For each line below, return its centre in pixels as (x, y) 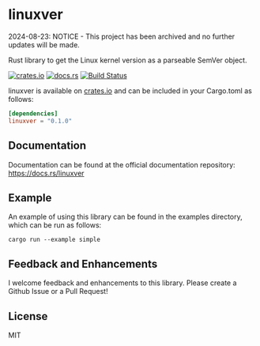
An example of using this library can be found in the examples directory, (125, 217)
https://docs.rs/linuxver (46, 173)
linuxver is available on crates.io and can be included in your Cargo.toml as (130, 90)
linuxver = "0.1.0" (40, 121)
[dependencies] (33, 113)
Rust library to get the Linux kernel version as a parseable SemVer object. (128, 60)
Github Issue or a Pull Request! (58, 291)
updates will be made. (44, 44)
